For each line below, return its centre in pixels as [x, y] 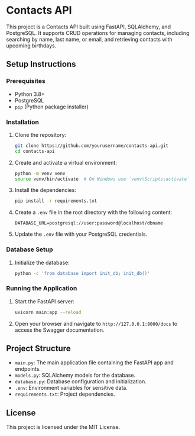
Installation [23, 122]
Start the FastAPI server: [45, 301]
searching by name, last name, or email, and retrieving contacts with [89, 39]
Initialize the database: [42, 262]
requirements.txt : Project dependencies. [65, 394]
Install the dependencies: [45, 190]
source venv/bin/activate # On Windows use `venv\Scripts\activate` [102, 179]
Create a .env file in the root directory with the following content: [93, 212]
